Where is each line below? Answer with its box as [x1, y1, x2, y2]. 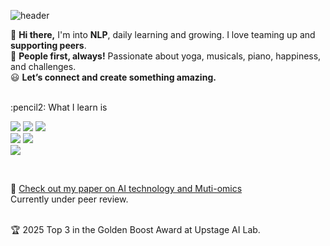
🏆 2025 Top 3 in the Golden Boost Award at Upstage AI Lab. [10, 224, 261, 235]
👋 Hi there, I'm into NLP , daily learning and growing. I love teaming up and [10, 29, 316, 40]
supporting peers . [10, 40, 87, 51]
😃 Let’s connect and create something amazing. [10, 71, 217, 83]
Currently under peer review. [10, 193, 129, 205]
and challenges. [10, 61, 77, 72]
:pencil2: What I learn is [10, 101, 108, 113]
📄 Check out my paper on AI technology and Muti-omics [10, 183, 243, 194]
